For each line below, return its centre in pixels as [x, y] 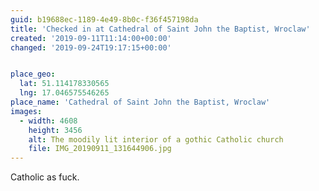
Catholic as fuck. [45, 177]
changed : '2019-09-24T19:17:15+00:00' [91, 47]
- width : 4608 [48, 121]
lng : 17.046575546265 [64, 93]
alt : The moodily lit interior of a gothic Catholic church [156, 139]
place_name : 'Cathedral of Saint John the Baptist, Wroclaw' [140, 102]
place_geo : [33, 74]
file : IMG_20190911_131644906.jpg [100, 149]
